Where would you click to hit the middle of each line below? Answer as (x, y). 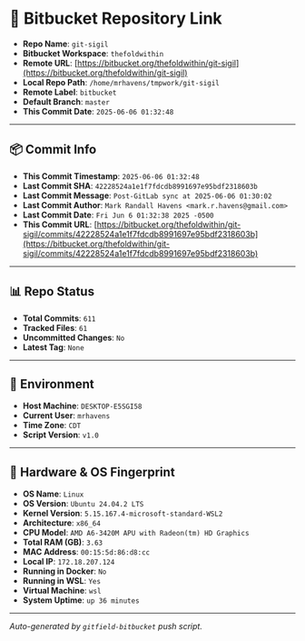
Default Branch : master (66, 101)
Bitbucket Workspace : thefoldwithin (93, 53)
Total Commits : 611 (59, 318)
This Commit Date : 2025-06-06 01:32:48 (98, 111)
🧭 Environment (52, 384)
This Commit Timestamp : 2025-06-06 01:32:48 (111, 175)
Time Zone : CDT (52, 426)
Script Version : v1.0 (61, 435)
